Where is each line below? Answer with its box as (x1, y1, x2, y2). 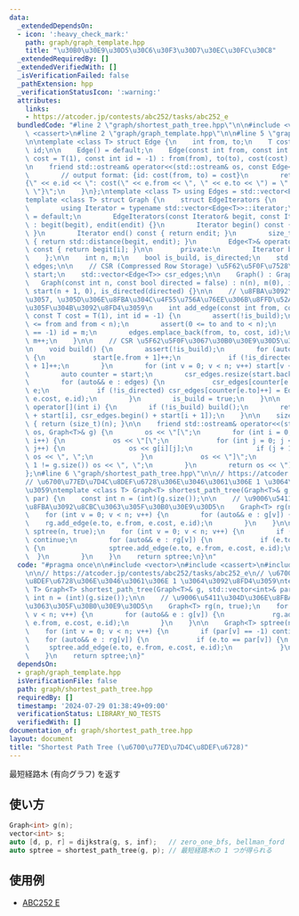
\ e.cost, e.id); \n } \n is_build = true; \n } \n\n (25, 394, 280, 404)
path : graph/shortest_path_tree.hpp (17, 684, 153, 694)
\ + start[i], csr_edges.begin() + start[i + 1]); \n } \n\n (25, 411, 261, 420)
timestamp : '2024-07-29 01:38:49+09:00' (17, 701, 169, 710)
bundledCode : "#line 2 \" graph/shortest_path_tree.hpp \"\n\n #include (17, 121, 280, 130)
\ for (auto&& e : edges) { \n (25, 378, 166, 387)
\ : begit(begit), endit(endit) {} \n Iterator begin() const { (25, 220, 293, 229)
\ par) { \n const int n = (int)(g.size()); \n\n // (25, 494, 241, 503)
